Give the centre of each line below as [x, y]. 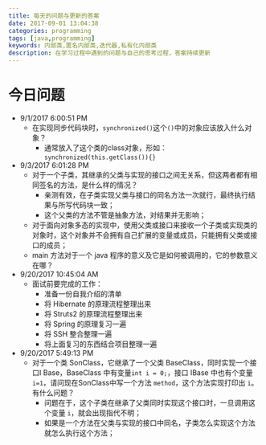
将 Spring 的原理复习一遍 [85, 324]
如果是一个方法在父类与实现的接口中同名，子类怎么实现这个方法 [149, 423]
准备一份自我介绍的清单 [83, 293]
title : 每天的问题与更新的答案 [54, 16]
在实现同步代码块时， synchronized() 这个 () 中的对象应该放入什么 [138, 127]
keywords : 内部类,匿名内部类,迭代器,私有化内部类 [83, 46]
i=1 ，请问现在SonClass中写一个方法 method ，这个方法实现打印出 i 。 [145, 382]
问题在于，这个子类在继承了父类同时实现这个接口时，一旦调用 [146, 402]
